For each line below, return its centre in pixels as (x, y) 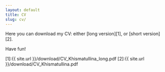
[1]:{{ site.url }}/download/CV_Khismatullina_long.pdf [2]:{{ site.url (75, 59)
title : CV (16, 15)
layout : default (23, 10)
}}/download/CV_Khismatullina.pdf (42, 64)
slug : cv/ (16, 19)
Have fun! (16, 49)
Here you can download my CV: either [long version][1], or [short (74, 34)
